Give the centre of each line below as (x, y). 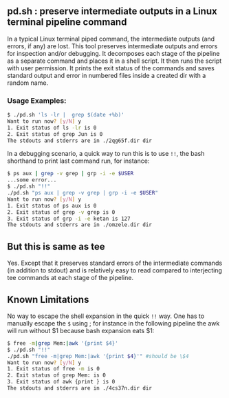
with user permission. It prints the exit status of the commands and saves (111, 68)
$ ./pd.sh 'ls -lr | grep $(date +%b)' (66, 115)
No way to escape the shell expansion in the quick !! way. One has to (106, 316)
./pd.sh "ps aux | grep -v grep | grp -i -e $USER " (83, 193)
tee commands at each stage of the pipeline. (70, 278)
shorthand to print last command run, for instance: (78, 161)
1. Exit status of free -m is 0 (53, 369)
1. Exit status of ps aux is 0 (52, 206)
